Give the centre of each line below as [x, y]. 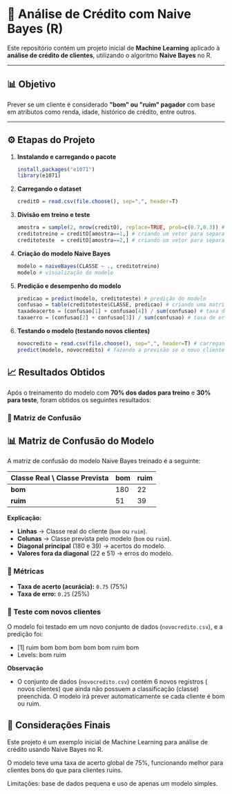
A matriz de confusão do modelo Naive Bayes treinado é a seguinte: [104, 461]
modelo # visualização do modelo [65, 272]
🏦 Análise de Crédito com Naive [99, 14]
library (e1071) [39, 176]
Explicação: [25, 518]
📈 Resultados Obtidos [56, 372]
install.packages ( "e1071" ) [56, 169]
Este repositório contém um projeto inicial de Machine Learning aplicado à [114, 48]
